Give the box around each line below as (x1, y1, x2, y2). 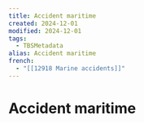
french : (8, 57, 35, 65)
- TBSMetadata (15, 42, 63, 50)
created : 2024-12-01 (8, 19, 79, 27)
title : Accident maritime (8, 11, 96, 20)
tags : (8, 34, 27, 43)
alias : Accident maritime (8, 49, 96, 57)
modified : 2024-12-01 (8, 27, 82, 35)
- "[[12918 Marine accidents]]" (15, 65, 126, 73)
